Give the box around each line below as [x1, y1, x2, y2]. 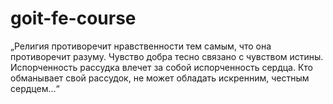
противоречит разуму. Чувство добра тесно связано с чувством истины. [10, 50, 324, 62]
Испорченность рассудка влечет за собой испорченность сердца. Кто [10, 61, 313, 73]
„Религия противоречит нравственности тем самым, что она [10, 40, 272, 52]
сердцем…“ [10, 82, 60, 94]
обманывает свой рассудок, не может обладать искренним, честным [10, 72, 310, 84]
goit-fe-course [10, 7, 137, 30]
